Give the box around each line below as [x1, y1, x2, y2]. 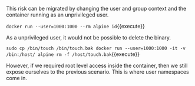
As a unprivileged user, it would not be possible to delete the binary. [6, 34, 171, 41]
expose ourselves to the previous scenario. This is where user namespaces [6, 68, 190, 75]
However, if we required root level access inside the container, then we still [6, 62, 188, 69]
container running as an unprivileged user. [6, 11, 109, 18]
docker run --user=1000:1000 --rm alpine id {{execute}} [6, 23, 146, 29]
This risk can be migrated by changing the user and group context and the [6, 5, 187, 12]
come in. [6, 75, 28, 81]
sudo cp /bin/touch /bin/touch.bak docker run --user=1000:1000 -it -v [6, 45, 186, 51]
